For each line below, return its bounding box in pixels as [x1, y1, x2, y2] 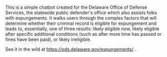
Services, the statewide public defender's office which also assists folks [5, 10, 157, 16]
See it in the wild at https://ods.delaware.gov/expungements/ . [5, 46, 136, 52]
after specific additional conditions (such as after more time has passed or [5, 31, 162, 37]
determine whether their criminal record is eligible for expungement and [5, 20, 157, 26]
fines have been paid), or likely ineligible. [5, 36, 91, 42]
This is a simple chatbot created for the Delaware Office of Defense [5, 5, 148, 10]
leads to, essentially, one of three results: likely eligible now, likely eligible [5, 26, 160, 32]
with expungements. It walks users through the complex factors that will [5, 15, 157, 21]
